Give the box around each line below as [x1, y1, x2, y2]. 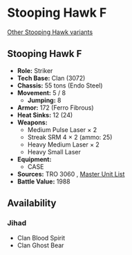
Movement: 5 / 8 [17, 88, 66, 97]
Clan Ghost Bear [17, 241, 64, 249]
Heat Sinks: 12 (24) [17, 110, 73, 119]
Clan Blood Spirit [17, 234, 66, 242]
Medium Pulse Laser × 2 [27, 125, 97, 133]
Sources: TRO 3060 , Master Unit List [17, 170, 125, 178]
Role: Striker [17, 66, 53, 74]
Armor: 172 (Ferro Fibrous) [17, 103, 95, 112]
